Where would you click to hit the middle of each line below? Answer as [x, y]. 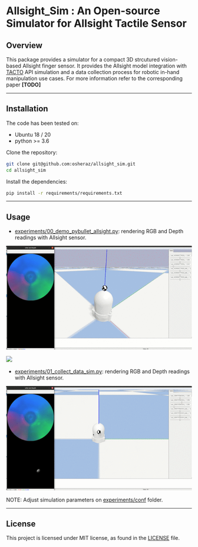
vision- [169, 59]
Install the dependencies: [37, 181]
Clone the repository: [32, 152]
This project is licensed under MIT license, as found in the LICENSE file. [93, 538]
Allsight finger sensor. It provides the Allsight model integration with [105, 66]
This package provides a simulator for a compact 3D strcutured [83, 59]
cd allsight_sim [26, 170]
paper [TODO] [24, 85]
